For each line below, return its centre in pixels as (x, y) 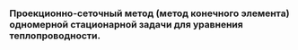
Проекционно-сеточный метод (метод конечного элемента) (149, 13)
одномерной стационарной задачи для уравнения (127, 24)
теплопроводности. (55, 36)
